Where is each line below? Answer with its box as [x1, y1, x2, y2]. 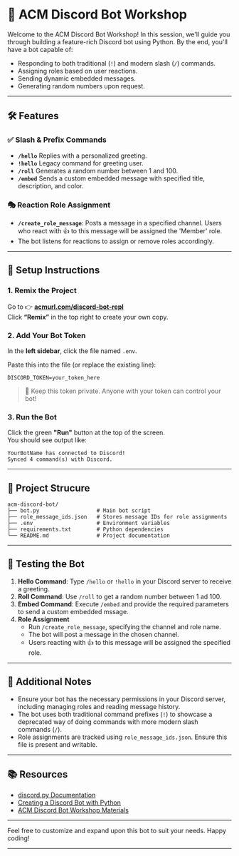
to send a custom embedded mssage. [17, 607, 129, 616]
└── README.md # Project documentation [7, 532, 171, 539]
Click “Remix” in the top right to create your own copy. [7, 312, 169, 321]
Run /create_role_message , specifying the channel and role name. [28, 622, 222, 631]
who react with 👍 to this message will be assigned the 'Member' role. [17, 226, 223, 235]
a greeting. [17, 584, 50, 593]
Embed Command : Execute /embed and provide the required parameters [17, 599, 229, 608]
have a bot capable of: [7, 45, 73, 53]
